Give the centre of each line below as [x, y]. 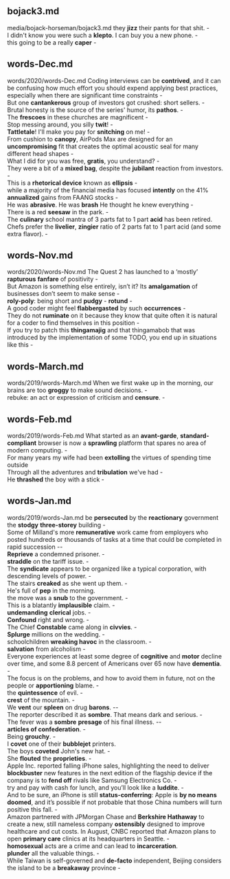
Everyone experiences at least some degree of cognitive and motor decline [114, 656]
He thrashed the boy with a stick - [56, 479]
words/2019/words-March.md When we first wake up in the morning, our [111, 383]
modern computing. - [37, 450]
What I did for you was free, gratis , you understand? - [83, 161]
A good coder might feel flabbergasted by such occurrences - [96, 308]
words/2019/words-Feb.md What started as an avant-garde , [93, 436]
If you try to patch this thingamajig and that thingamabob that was [101, 330]
